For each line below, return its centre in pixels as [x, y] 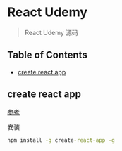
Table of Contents [48, 55]
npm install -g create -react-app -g [61, 140]
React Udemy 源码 [51, 32]
